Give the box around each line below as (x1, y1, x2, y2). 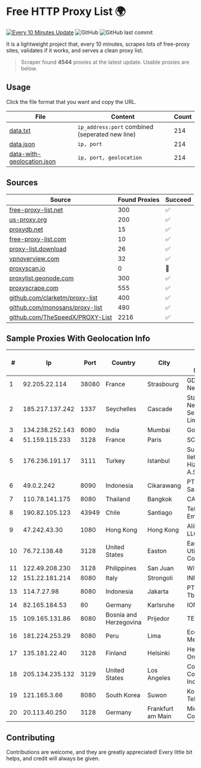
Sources (6, 178, 38, 188)
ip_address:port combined (77, 123, 154, 131)
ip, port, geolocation (77, 154, 142, 161)
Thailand (105, 495, 130, 504)
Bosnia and (105, 611, 138, 619)
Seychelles (105, 405, 136, 413)
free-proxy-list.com (9, 235, 67, 243)
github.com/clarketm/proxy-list (9, 293, 98, 302)
